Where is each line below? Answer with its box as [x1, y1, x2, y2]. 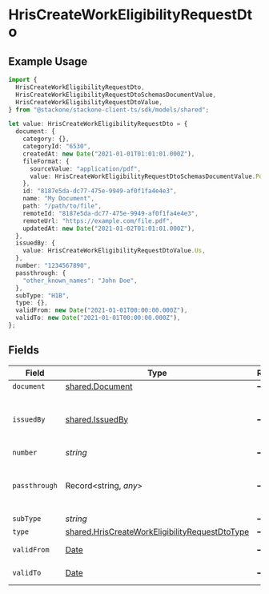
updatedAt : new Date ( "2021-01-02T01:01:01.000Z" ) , [22, 224, 195, 232]
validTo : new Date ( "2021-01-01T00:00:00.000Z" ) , [15, 314, 181, 322]
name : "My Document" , [22, 195, 94, 203]
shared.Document [65, 381, 133, 392]
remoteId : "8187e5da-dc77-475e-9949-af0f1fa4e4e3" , [22, 209, 199, 217]
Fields [8, 343, 40, 358]
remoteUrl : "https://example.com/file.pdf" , [22, 216, 174, 225]
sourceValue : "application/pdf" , [29, 164, 142, 173]
